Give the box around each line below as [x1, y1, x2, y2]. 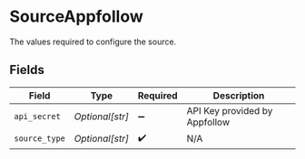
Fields [9, 62, 45, 78]
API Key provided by [186, 104, 273, 117]
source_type [14, 134, 66, 144]
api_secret [14, 111, 61, 121]
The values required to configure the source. [9, 36, 177, 47]
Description [212, 89, 265, 101]
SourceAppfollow [9, 6, 143, 27]
